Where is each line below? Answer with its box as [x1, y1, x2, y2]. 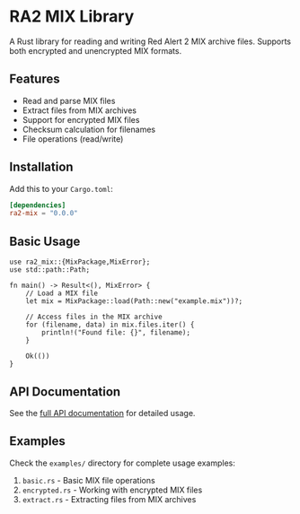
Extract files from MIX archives [22, 105, 137, 116]
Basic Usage [9, 233, 81, 248]
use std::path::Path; [9, 266, 91, 274]
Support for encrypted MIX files [22, 114, 140, 125]
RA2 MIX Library [9, 6, 135, 27]
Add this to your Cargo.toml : [9, 183, 114, 194]
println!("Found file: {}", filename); [41, 328, 191, 337]
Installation [9, 160, 74, 175]
